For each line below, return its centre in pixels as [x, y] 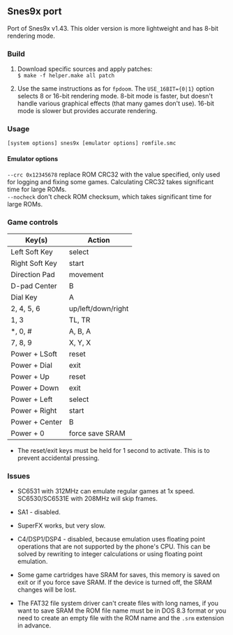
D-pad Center [34, 285]
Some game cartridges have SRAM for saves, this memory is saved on [118, 575]
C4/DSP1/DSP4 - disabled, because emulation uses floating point [111, 539]
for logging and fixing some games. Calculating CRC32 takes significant [111, 181]
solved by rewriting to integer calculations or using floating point [110, 554]
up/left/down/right [99, 308]
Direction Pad [33, 274]
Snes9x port [35, 12]
